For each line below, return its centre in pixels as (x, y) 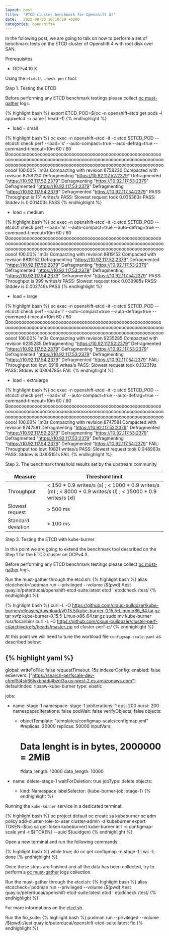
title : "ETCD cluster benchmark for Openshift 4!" (60, 15)
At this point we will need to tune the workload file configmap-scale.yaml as (83, 636)
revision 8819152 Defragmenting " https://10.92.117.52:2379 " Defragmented (82, 260)
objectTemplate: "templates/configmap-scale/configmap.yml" (84, 721)
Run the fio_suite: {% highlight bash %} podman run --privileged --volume (82, 918)
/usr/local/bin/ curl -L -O (31, 621)
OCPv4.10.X (25, 69)
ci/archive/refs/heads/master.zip (39, 627)
